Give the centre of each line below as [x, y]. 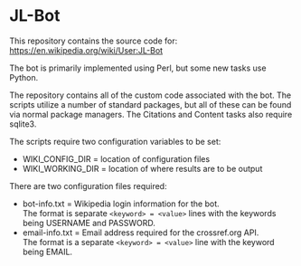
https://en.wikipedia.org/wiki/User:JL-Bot [86, 50]
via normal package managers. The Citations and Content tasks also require [151, 114]
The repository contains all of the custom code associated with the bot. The [150, 95]
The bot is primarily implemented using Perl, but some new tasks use [138, 68]
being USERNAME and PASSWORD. [89, 223]
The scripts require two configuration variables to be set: [115, 141]
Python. [24, 77]
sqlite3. [23, 124]
